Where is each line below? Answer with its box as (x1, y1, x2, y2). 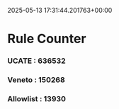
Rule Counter (7, 31, 86, 47)
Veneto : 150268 (7, 75, 65, 85)
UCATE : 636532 (7, 56, 66, 66)
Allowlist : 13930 (7, 93, 66, 103)
